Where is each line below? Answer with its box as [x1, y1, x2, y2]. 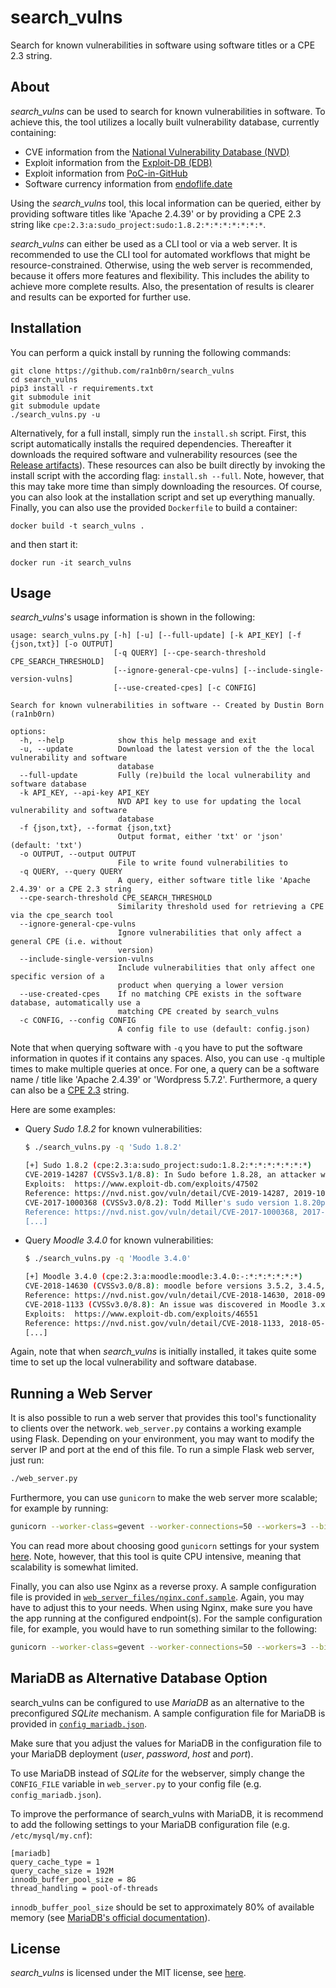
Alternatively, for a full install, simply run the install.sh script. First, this [10, 427, 307, 439]
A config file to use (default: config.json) [117, 1024, 311, 1035]
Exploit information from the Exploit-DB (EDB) [24, 156, 213, 168]
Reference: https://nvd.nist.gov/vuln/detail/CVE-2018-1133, [24, 1318, 286, 1328]
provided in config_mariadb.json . [10, 1717, 147, 1730]
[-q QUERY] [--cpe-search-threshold [113, 648, 267, 658]
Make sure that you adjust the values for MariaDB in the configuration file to [10, 1737, 323, 1749]
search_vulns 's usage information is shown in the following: [10, 611, 256, 623]
